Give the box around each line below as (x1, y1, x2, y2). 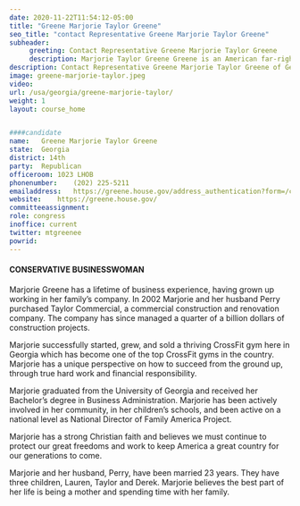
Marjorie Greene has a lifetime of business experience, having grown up (9, 283, 275, 295)
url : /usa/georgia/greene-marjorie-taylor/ (9, 88, 174, 97)
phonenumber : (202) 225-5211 (9, 178, 129, 188)
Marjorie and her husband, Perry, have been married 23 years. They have (9, 467, 279, 478)
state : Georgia (9, 145, 70, 155)
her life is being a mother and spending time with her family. (9, 486, 230, 497)
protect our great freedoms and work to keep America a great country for (9, 440, 279, 451)
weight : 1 (9, 96, 46, 105)
